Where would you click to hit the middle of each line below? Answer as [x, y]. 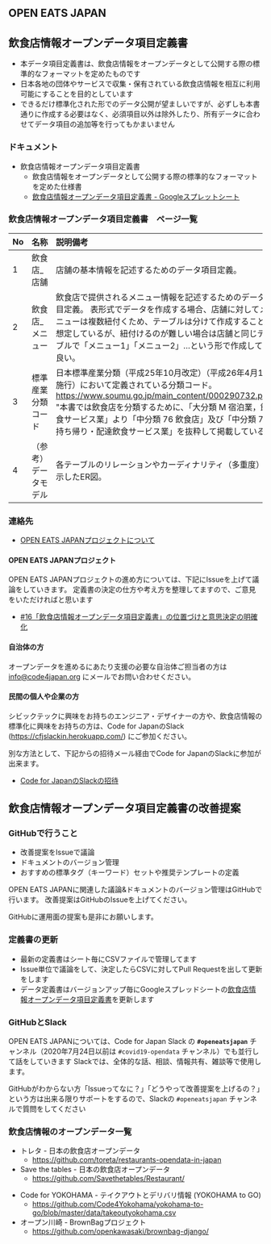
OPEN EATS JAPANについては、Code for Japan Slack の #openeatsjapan [128, 1041]
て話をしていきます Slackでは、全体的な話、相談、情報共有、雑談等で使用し [135, 1061]
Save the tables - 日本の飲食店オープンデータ [95, 1170]
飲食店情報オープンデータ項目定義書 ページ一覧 [103, 219]
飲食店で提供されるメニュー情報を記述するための [149, 297]
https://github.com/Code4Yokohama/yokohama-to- [118, 1204]
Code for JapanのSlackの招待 [69, 780]
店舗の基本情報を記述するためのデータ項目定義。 [149, 269]
